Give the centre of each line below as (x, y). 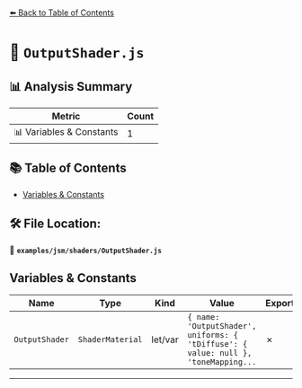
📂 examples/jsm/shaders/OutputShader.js (85, 250)
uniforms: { (213, 335)
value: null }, (220, 353)
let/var (165, 339)
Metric (66, 116)
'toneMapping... (222, 362)
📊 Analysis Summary (71, 87)
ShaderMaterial (110, 340)
